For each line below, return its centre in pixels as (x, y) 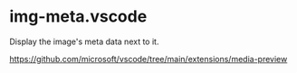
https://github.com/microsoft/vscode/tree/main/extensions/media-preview (148, 59)
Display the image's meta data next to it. (84, 41)
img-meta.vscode (78, 17)
